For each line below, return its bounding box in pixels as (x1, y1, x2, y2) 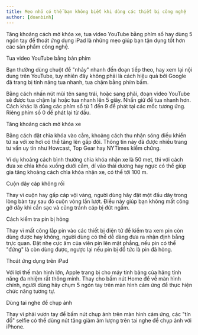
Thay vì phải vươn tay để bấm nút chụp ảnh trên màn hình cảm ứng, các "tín (6, 310, 191, 317)
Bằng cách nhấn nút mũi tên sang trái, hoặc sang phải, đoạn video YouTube (6, 90, 190, 97)
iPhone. (6, 323, 25, 330)
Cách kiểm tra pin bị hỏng (6, 215, 69, 223)
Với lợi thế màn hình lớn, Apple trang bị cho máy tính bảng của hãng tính (6, 269, 181, 276)
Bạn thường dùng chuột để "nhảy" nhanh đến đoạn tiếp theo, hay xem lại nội (6, 66, 193, 73)
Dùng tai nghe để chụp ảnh (6, 299, 73, 306)
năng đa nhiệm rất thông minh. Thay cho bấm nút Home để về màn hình (6, 275, 181, 282)
